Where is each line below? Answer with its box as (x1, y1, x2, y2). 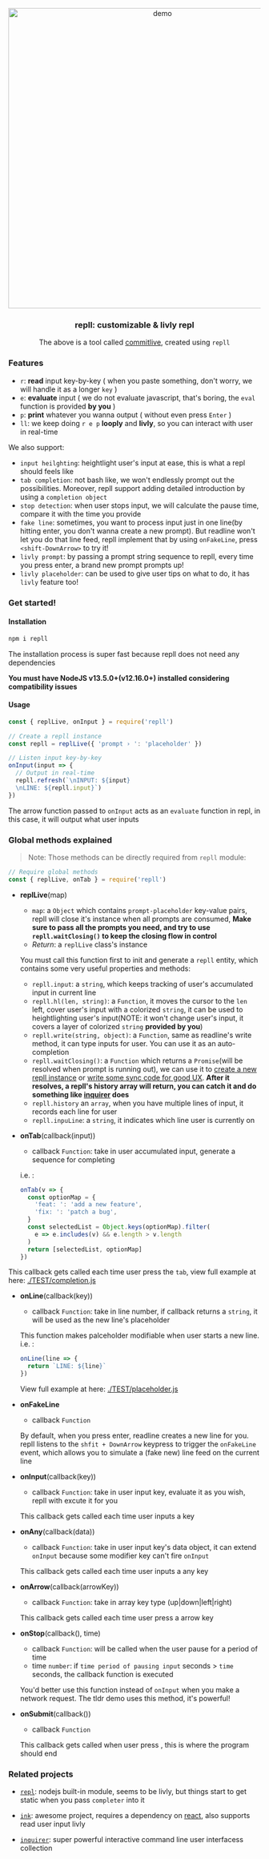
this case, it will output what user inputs (8, 814, 139, 824)
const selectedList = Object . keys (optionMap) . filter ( (27, 1223, 211, 1231)
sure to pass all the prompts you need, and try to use (31, 922, 211, 932)
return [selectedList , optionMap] (27, 1245, 143, 1253)
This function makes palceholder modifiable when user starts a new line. (19, 1330, 260, 1341)
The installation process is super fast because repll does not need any (8, 649, 240, 658)
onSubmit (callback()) (19, 1709, 91, 1719)
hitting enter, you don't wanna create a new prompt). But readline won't (19, 525, 256, 536)
